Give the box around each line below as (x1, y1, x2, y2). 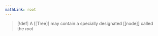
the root (17, 25, 33, 32)
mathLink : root (5, 7, 36, 12)
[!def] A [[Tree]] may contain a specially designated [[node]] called (17, 20, 154, 26)
